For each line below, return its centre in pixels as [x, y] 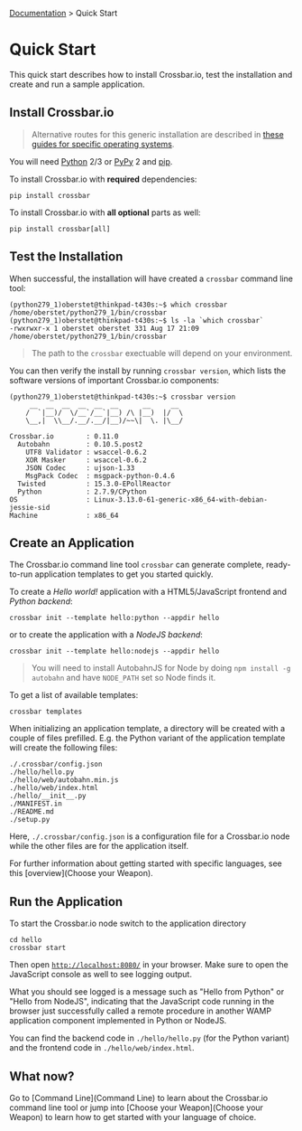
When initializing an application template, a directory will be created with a [147, 729]
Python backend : [41, 601]
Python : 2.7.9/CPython [82, 492]
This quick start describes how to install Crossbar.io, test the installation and [151, 74]
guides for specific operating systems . [103, 144]
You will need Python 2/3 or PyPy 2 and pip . [91, 161]
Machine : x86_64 [64, 515]
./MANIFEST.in [36, 804]
